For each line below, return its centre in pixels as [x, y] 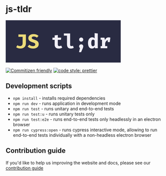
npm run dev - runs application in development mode [67, 103]
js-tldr [19, 9]
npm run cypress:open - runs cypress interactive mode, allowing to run [85, 130]
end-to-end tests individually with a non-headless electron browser [82, 135]
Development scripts [39, 86]
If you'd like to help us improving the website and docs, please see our [78, 163]
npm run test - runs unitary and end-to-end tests [63, 108]
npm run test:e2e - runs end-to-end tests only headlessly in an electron [87, 119]
